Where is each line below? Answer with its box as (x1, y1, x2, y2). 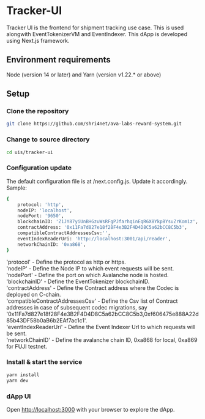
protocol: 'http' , (17, 201, 64, 208)
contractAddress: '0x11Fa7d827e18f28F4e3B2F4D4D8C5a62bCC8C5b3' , (17, 224, 188, 231)
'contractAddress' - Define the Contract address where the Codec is (6, 284, 179, 291)
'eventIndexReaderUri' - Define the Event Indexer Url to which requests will (6, 323, 196, 330)
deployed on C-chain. (6, 291, 61, 298)
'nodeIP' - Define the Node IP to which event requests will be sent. (6, 264, 174, 272)
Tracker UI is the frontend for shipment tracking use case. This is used (6, 24, 184, 31)
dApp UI (6, 392, 31, 401)
